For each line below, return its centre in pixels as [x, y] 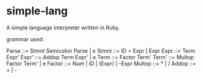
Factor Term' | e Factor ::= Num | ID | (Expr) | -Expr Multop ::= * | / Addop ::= [101, 63]
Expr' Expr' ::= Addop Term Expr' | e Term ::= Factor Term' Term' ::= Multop [100, 57]
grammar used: [25, 39]
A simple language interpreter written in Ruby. [63, 28]
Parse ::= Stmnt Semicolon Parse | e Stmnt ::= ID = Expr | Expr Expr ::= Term [101, 51]
